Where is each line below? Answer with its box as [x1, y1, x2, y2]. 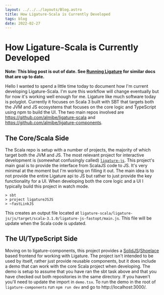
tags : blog [5, 16, 27, 21]
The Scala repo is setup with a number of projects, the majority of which [5, 147, 151, 152]
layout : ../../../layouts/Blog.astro [5, 7, 82, 12]
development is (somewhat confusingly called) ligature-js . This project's [5, 157, 155, 163]
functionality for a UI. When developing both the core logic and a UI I [5, 178, 143, 184]
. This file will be [119, 215, 152, 221]
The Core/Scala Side [5, 134, 70, 142]
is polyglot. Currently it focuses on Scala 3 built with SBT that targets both [5, 99, 154, 105]
